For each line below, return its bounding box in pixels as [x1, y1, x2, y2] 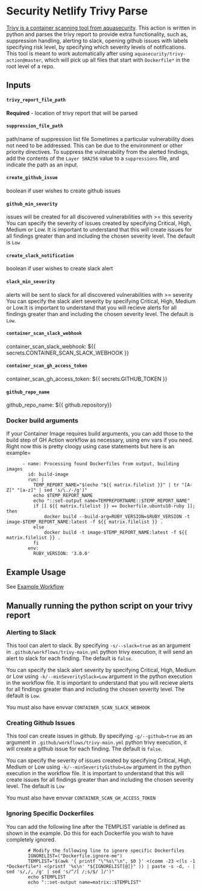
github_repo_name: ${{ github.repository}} [6, 401, 112, 408]
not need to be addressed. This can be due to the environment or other [6, 142, 183, 149]
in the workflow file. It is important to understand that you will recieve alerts [6, 679, 194, 686]
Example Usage [6, 567, 66, 577]
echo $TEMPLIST [28, 874, 66, 880]
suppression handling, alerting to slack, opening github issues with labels [6, 37, 188, 44]
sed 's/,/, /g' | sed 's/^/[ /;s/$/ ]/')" [6, 869, 115, 875]
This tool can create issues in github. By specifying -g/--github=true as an [6, 732, 193, 740]
